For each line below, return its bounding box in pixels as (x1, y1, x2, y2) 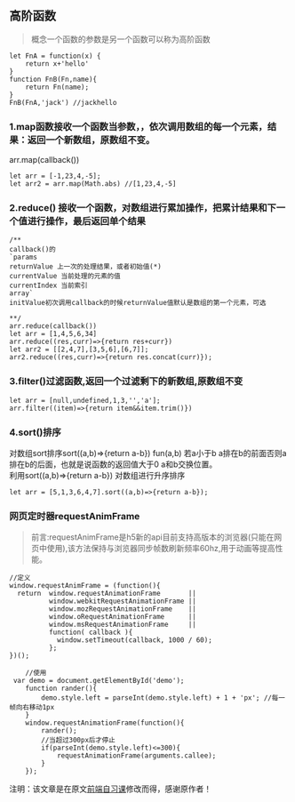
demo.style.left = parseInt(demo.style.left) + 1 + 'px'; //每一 (41, 694, 286, 702)
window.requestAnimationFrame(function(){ (25, 718, 185, 727)
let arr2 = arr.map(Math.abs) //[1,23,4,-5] (9, 180, 177, 188)
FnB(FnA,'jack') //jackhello (9, 98, 117, 107)
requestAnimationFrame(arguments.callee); (56, 751, 217, 760)
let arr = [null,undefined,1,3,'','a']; (9, 396, 162, 405)
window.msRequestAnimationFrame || (48, 621, 197, 630)
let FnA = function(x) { (9, 52, 101, 60)
